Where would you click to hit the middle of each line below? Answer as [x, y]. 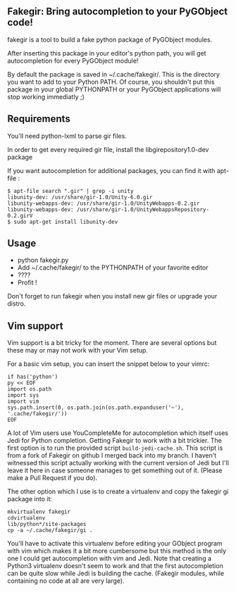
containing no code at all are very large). [66, 581]
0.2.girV [20, 215]
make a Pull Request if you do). [52, 478]
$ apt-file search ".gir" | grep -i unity [70, 191]
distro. [17, 304]
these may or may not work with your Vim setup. [77, 351]
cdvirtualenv [26, 518]
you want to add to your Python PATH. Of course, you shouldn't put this [111, 82]
